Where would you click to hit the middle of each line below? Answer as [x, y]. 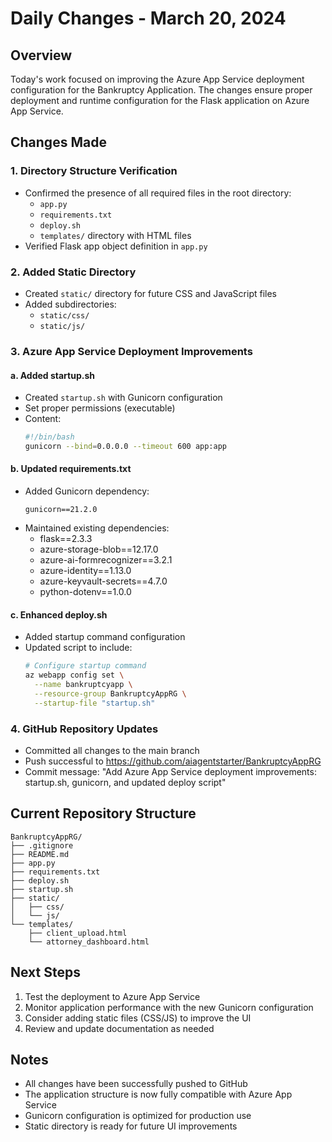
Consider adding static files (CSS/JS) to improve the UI [138, 1018]
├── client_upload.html [78, 933]
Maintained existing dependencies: [97, 528]
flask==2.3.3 [66, 539]
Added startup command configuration [105, 637]
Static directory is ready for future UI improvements [131, 1126]
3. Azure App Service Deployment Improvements [131, 351]
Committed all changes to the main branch [112, 750]
